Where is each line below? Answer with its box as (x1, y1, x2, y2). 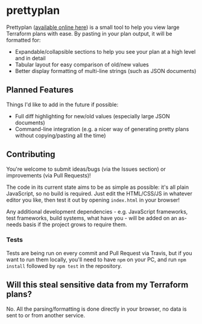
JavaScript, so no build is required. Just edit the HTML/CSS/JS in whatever (6, 189, 193, 197)
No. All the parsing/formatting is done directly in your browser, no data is (6, 305, 187, 313)
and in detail (14, 54, 46, 62)
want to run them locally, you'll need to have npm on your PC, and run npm (6, 256, 186, 263)
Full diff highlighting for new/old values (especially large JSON (14, 112, 170, 119)
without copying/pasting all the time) (14, 132, 107, 139)
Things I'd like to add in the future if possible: (6, 101, 119, 108)
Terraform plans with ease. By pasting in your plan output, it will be (6, 30, 172, 37)
